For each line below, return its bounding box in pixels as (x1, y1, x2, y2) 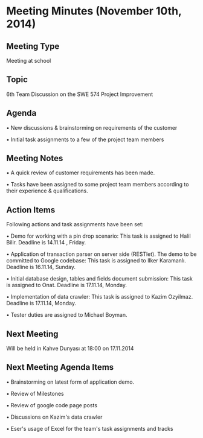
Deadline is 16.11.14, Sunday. (6, 264, 76, 271)
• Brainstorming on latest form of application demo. (6, 378, 135, 386)
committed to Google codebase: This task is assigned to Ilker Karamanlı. (6, 257, 186, 264)
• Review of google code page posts (6, 401, 98, 408)
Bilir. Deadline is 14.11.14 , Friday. (6, 239, 86, 246)
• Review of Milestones (6, 390, 65, 397)
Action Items (6, 205, 56, 215)
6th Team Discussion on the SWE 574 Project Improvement (6, 90, 153, 98)
